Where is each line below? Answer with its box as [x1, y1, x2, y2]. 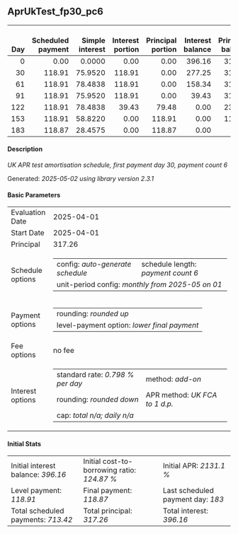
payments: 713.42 [11, 515, 73, 525]
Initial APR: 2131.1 [162, 461, 225, 471]
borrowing [83, 465, 118, 475]
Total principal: [83, 506, 132, 516]
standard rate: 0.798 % [56, 370, 135, 380]
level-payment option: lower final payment [56, 320, 199, 330]
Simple [81, 35, 106, 45]
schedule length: [141, 260, 197, 269]
